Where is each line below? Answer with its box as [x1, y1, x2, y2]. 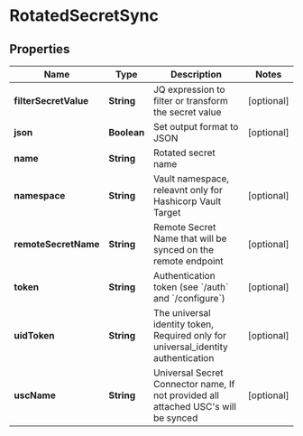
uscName [14, 389, 56, 402]
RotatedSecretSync [9, 5, 160, 26]
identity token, [152, 318, 214, 330]
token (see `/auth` [152, 281, 229, 293]
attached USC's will [152, 401, 237, 413]
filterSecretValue [14, 95, 89, 107]
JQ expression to [152, 83, 225, 96]
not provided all [152, 389, 219, 402]
